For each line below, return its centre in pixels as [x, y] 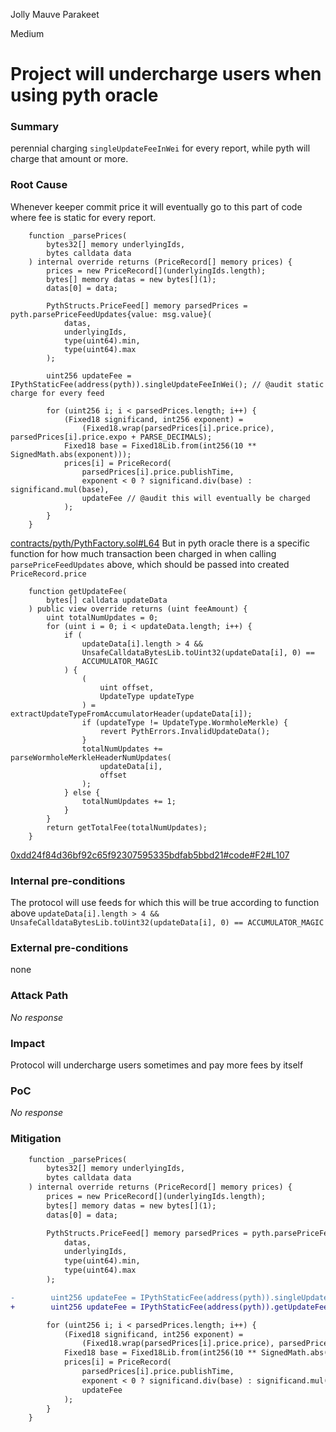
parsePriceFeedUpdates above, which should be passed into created [150, 564]
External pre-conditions [69, 947]
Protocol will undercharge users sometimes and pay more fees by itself [157, 1065]
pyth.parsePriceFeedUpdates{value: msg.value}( [111, 314]
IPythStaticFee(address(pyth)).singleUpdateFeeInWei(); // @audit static [167, 384]
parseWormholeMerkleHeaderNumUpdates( [91, 757]
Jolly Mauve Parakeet [55, 14]
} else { [82, 792]
